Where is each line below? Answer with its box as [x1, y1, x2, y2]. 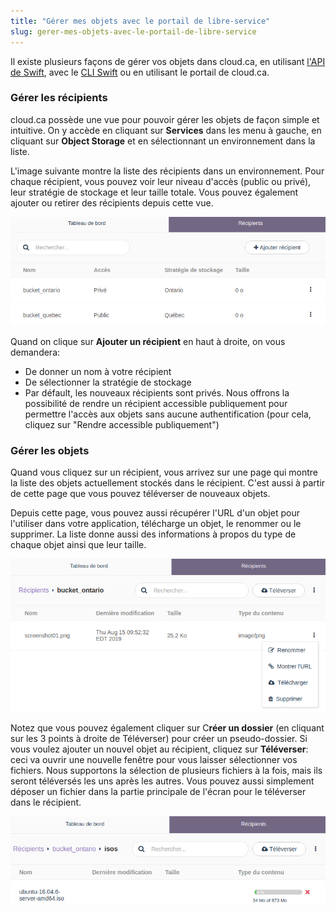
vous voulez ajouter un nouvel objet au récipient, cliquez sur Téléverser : [10, 743, 309, 755]
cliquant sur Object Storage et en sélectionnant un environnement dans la [10, 135, 316, 147]
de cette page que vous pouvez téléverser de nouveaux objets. [10, 488, 271, 500]
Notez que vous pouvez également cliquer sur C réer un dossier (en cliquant [10, 721, 325, 734]
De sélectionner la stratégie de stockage [24, 376, 192, 388]
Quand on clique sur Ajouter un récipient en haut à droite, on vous [10, 335, 286, 347]
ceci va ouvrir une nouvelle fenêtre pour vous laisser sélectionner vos [10, 753, 298, 765]
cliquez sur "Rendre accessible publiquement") [24, 418, 220, 430]
